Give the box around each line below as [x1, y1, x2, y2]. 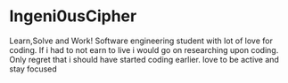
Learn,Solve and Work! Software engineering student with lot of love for [9, 35, 274, 46]
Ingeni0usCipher [9, 6, 137, 26]
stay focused [9, 64, 58, 74]
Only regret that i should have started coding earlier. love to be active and [9, 54, 279, 64]
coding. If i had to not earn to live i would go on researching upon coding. [9, 44, 279, 55]
